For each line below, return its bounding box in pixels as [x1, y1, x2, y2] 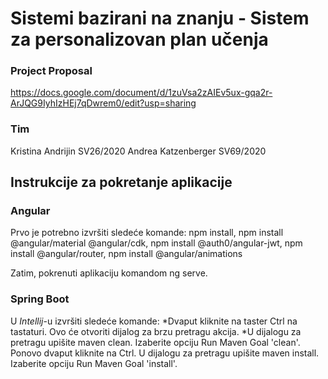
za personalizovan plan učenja [10, 28, 269, 51]
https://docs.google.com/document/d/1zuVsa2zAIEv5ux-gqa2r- [10, 87, 273, 99]
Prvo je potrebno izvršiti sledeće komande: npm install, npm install [10, 227, 284, 239]
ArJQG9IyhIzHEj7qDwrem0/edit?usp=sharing [10, 97, 197, 109]
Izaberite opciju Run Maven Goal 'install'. [10, 357, 178, 369]
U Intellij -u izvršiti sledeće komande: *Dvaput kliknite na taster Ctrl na [10, 315, 298, 327]
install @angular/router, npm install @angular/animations [10, 248, 243, 260]
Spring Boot [10, 292, 70, 306]
